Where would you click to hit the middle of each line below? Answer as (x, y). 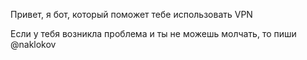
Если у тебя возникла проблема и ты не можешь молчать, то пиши (153, 33)
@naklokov (33, 44)
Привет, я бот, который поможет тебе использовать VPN (131, 14)
